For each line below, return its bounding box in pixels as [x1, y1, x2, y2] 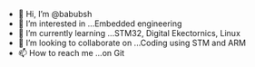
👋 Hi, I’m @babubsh [17, 9, 93, 19]
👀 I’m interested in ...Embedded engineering [17, 18, 182, 29]
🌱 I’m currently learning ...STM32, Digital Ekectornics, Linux [17, 28, 240, 38]
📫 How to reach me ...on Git [17, 48, 125, 58]
